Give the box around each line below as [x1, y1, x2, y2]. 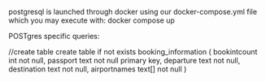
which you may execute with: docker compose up [8, 15, 175, 25]
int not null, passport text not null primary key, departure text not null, [8, 56, 241, 65]
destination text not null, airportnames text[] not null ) [8, 64, 187, 74]
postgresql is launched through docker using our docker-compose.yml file [8, 7, 258, 16]
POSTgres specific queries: [8, 32, 100, 41]
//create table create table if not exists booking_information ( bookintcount [8, 47, 258, 56]
